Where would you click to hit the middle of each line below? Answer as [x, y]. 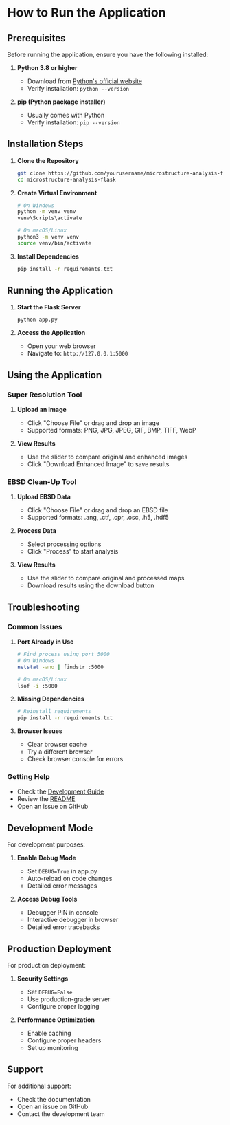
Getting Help [28, 777]
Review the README [46, 799]
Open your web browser [61, 346]
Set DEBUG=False [50, 992]
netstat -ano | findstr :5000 [60, 667]
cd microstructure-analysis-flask [66, 179]
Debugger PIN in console [63, 913]
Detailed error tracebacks [64, 927]
